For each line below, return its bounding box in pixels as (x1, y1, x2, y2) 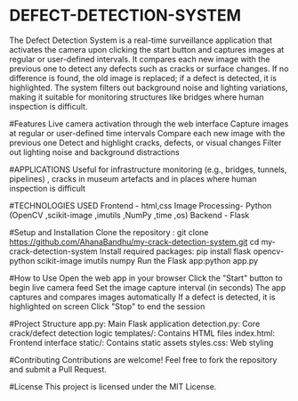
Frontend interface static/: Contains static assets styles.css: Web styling (9, 337, 274, 348)
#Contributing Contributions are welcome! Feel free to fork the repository (9, 354, 278, 365)
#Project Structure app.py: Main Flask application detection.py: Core (9, 318, 261, 329)
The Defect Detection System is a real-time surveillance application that (9, 35, 273, 45)
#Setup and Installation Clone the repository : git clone (9, 226, 209, 237)
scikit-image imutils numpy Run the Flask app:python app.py (36, 255, 259, 266)
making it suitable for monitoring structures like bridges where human (9, 91, 264, 102)
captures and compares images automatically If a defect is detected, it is (9, 291, 276, 302)
